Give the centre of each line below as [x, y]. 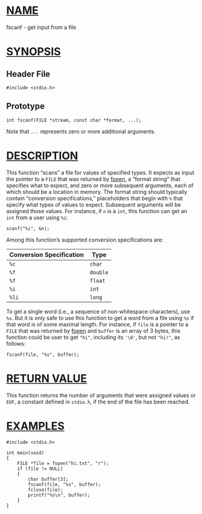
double [99, 272]
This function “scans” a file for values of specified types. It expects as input [100, 172]
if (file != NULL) [40, 469]
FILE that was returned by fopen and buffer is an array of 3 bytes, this [93, 330]
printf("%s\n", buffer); [59, 495]
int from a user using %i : [37, 217]
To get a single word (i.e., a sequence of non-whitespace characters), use [98, 311]
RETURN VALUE [47, 378]
